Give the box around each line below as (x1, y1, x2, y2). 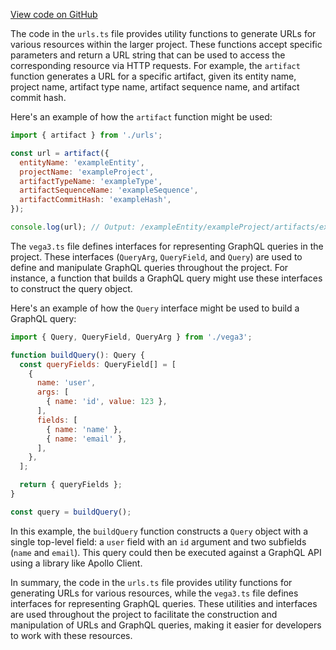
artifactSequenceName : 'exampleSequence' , (19, 185, 199, 196)
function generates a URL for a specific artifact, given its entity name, (10, 70, 297, 82)
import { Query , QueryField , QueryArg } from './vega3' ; (10, 332, 253, 342)
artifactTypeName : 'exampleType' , (19, 176, 163, 186)
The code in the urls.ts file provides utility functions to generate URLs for (10, 28, 317, 39)
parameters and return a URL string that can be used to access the (10, 49, 286, 61)
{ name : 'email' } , (46, 434, 128, 444)
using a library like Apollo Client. (10, 557, 143, 569)
